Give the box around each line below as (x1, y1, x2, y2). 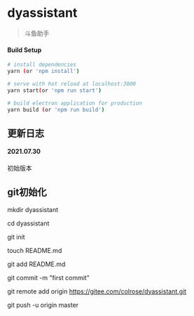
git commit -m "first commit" (7, 273, 90, 282)
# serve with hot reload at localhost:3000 (7, 80, 137, 87)
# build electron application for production (7, 100, 142, 107)
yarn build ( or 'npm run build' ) (7, 106, 105, 113)
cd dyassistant (7, 219, 50, 228)
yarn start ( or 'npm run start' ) (7, 86, 102, 94)
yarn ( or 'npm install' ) (7, 68, 80, 75)
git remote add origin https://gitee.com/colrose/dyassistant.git (7, 287, 187, 296)
